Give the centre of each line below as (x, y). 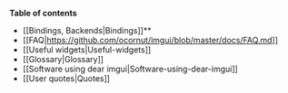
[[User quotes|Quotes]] (66, 79)
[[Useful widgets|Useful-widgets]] (87, 50)
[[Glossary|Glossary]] (63, 59)
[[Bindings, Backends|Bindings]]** (87, 30)
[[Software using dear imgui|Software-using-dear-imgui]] (130, 69)
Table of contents (43, 13)
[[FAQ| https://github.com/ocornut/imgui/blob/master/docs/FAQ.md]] (150, 40)
